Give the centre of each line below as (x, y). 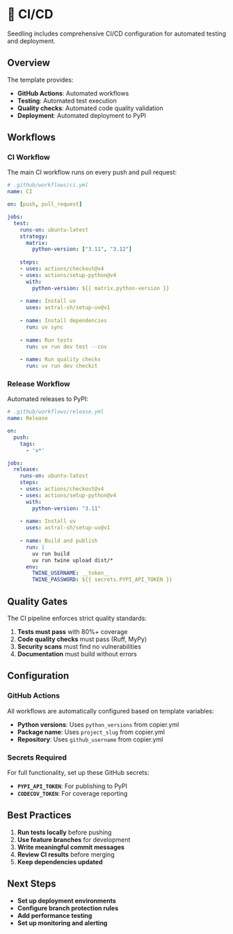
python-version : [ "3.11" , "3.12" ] (82, 249)
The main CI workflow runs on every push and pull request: (92, 172)
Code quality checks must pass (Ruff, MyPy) (82, 639)
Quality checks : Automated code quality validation (90, 108)
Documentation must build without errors (77, 654)
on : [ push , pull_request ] (45, 204)
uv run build (51, 554)
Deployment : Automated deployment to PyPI (81, 115)
